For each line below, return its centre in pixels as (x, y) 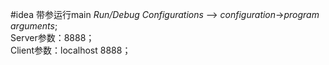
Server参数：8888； (52, 37)
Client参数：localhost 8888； (71, 50)
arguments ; (34, 26)
